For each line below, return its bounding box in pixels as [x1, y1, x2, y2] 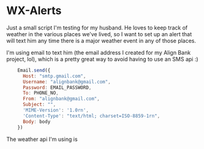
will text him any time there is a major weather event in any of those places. [6, 37, 197, 44]
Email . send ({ [17, 67, 51, 74]
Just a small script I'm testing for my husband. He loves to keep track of [6, 24, 188, 31]
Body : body [22, 118, 51, 124]
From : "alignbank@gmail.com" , [22, 96, 100, 102]
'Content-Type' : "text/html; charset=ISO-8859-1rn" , [22, 113, 161, 119]
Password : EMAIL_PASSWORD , [22, 84, 92, 91]
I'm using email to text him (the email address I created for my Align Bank [6, 48, 191, 56]
